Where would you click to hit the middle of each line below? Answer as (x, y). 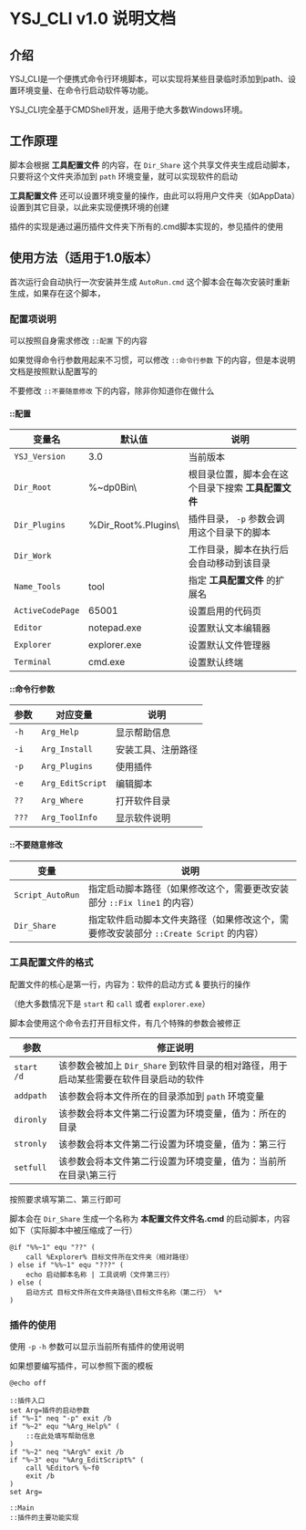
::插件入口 (27, 1401)
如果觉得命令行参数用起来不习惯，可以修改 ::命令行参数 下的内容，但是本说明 (153, 359)
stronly (31, 1143)
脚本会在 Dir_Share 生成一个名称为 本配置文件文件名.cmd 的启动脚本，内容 (150, 1218)
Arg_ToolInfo (70, 818)
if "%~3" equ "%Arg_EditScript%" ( (77, 1461)
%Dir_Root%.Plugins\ (134, 526)
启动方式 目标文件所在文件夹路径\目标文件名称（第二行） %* (124, 1292)
